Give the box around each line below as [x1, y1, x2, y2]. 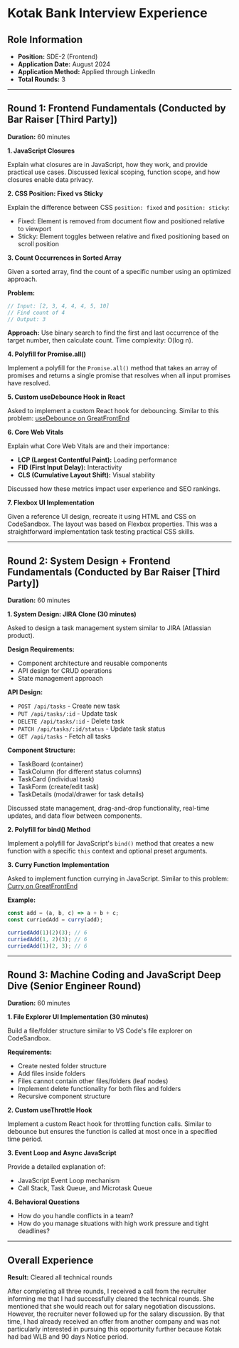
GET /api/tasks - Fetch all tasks [17, 732, 112, 741]
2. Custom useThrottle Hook [7, 1106, 92, 1115]
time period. [7, 1135, 43, 1143]
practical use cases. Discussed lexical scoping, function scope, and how [7, 168, 221, 176]
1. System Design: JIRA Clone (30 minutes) [7, 610, 137, 619]
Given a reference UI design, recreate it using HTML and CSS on [7, 512, 196, 521]
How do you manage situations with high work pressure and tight [17, 1219, 209, 1228]
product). [7, 632, 35, 640]
